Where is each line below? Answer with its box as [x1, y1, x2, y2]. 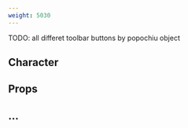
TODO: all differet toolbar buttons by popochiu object [8, 33, 181, 42]
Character [8, 56, 59, 69]
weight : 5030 [8, 11, 51, 20]
